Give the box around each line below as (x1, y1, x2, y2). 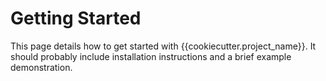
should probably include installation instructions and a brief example (10, 50, 292, 62)
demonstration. (10, 61, 73, 73)
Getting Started (10, 7, 142, 30)
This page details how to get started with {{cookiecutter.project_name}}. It (10, 40, 317, 52)
